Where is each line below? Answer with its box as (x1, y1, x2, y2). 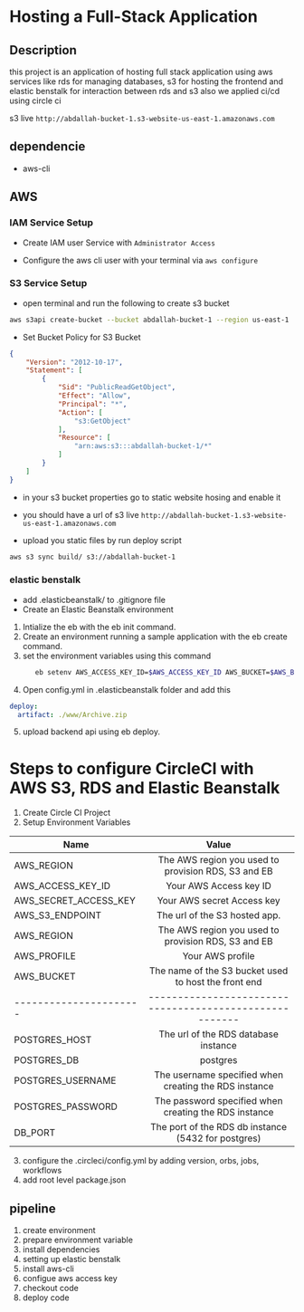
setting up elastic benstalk (22, 1254, 121, 1265)
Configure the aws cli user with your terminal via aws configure (22, 254, 259, 265)
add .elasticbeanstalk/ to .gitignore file (22, 594, 166, 605)
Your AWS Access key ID (166, 880, 271, 893)
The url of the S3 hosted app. (157, 909, 281, 922)
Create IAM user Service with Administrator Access (22, 237, 215, 248)
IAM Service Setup (9, 216, 93, 229)
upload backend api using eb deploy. (22, 726, 161, 737)
